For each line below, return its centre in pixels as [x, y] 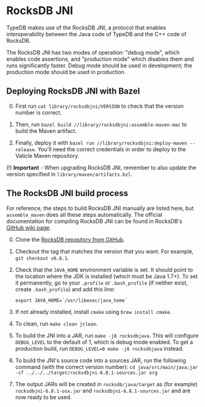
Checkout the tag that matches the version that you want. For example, [104, 251]
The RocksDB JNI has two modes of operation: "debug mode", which [93, 52]
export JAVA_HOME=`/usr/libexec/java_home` [71, 301]
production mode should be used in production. [66, 72]
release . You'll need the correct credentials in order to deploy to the [100, 149]
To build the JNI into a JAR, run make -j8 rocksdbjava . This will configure [107, 335]
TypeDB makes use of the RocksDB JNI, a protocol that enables [86, 28]
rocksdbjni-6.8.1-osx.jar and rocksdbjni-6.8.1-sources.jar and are [103, 390]
